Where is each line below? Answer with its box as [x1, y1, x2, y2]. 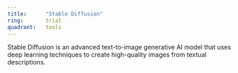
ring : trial [7, 17, 62, 24]
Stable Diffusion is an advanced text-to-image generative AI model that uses [7, 43, 232, 52]
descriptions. [7, 58, 46, 67]
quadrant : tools [7, 23, 62, 30]
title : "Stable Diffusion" [7, 10, 103, 18]
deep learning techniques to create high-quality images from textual [7, 50, 207, 59]
